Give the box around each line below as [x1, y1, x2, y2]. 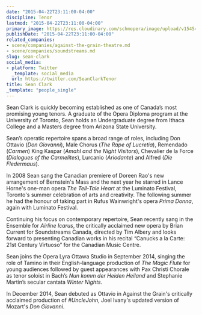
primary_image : [6, 25, 44, 32]
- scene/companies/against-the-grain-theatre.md [6, 43, 130, 49]
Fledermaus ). [6, 160, 40, 167]
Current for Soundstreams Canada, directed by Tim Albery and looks [6, 228, 177, 235]
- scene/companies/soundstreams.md [6, 48, 96, 54]
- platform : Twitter [6, 64, 58, 71]
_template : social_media [11, 70, 74, 76]
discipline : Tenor [6, 14, 52, 20]
